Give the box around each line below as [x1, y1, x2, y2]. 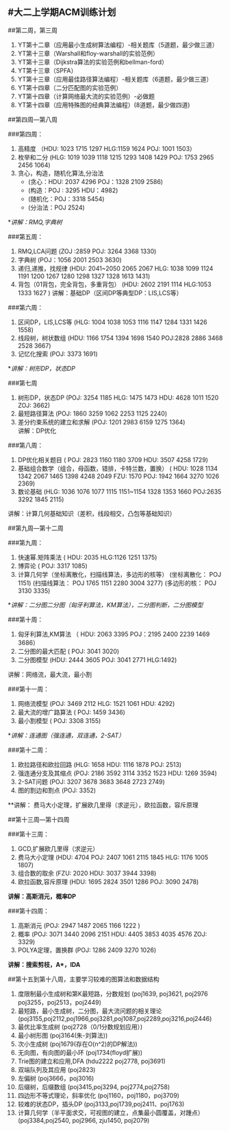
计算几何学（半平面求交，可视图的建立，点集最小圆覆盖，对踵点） [17, 1108, 204, 1117]
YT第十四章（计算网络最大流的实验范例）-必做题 [17, 92, 155, 100]
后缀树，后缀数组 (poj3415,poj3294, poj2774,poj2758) [17, 1082, 170, 1090]
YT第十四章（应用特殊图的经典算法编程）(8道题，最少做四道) [17, 100, 190, 108]
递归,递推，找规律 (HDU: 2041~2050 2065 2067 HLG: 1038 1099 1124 [17, 264, 214, 273]
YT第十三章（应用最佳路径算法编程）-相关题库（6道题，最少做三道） [17, 75, 213, 83]
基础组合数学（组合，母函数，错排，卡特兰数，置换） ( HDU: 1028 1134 [17, 464, 218, 472]
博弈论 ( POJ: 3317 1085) [17, 562, 88, 570]
